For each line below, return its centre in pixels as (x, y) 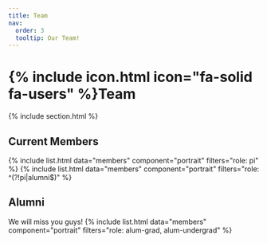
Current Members (53, 141)
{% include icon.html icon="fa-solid (130, 77)
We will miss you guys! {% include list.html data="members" (108, 221)
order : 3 (30, 30)
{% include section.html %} (53, 116)
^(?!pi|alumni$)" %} (40, 177)
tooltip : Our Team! (48, 38)
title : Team (28, 16)
